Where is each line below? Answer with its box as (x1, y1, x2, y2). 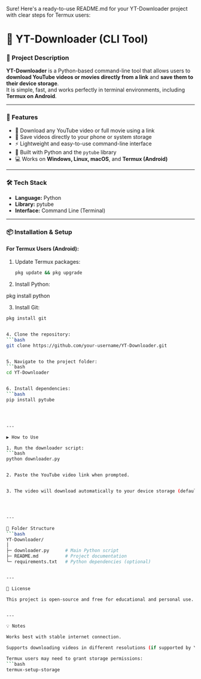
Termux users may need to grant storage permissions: (6, 656, 144, 662)
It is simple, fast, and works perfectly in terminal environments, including (6, 86, 185, 93)
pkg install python (6, 293, 50, 300)
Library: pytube (14, 200, 54, 208)
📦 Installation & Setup (6, 228, 73, 236)
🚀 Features (6, 113, 38, 121)
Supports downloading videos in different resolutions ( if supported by (6, 645, 191, 651)
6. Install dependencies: (6, 386, 71, 392)
